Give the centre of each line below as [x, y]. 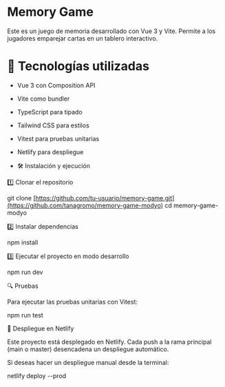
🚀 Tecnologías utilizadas [78, 66]
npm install [23, 242]
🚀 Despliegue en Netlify [41, 328]
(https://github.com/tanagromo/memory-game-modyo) [85, 205]
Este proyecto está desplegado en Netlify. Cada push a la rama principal [109, 342]
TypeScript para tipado [50, 112]
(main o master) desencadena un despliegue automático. [88, 349]
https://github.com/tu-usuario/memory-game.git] [105, 198]
